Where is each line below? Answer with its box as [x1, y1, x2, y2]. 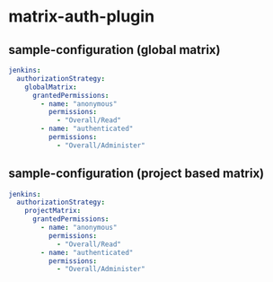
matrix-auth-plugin [8, 6, 154, 27]
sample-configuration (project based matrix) [8, 166, 265, 181]
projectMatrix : [24, 207, 82, 216]
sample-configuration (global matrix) [8, 42, 221, 57]
